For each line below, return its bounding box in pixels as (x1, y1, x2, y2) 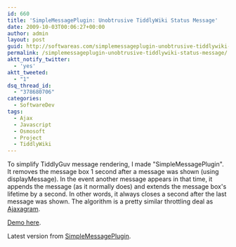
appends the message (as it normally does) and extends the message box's (7, 182, 227, 191)
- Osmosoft (13, 128, 46, 135)
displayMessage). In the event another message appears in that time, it (7, 175, 213, 183)
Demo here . (7, 218, 41, 227)
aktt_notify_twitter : (7, 56, 71, 63)
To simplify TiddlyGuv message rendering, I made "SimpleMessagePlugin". (7, 160, 224, 168)
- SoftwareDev (13, 102, 55, 109)
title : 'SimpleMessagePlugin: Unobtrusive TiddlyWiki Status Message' (7, 17, 218, 24)
